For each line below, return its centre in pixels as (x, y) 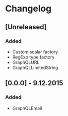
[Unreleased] (26, 27)
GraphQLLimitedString (35, 67)
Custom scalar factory (35, 52)
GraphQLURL (26, 62)
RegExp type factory (33, 57)
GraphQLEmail (27, 108)
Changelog (28, 9)
